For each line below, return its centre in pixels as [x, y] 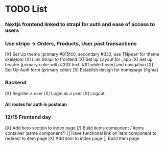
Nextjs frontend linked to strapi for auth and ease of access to [80, 24]
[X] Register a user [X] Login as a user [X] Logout [55, 93]
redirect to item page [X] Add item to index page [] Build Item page [72, 138]
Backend [16, 83]
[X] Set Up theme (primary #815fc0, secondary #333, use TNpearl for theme [82, 54]
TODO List [26, 9]
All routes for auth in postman [36, 104]
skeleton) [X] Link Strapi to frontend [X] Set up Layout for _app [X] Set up [79, 59]
